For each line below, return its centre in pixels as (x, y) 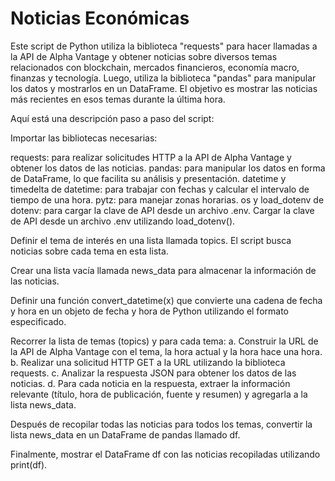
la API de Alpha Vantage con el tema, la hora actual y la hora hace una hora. (166, 351)
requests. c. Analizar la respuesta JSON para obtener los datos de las (153, 373)
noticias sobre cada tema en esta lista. (89, 251)
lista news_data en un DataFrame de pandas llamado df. (125, 434)
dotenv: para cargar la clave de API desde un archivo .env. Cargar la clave (162, 210)
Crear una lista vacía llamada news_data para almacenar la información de (163, 270)
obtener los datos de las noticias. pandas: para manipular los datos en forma (168, 168)
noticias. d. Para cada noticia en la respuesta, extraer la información (150, 383)
